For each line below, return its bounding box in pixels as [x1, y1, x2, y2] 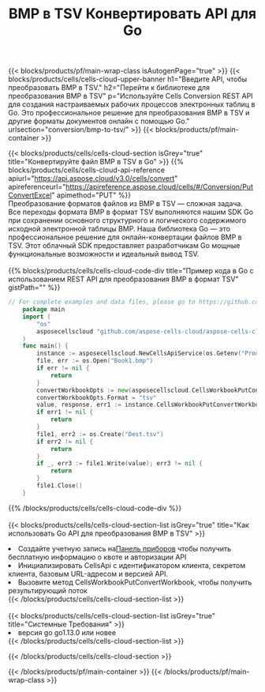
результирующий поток [8, 585, 88, 595]
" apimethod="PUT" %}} [50, 190, 132, 200]
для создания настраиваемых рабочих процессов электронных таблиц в [8, 100, 256, 109]
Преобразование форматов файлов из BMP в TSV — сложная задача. [8, 199, 243, 209]
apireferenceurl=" [8, 182, 66, 192]
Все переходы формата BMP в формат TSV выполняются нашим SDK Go [8, 207, 254, 217]
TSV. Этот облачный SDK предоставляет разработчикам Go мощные [8, 241, 241, 250]
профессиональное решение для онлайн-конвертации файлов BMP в [8, 232, 242, 242]
